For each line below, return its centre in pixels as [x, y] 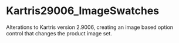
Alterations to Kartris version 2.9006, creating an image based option [90, 27]
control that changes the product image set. [59, 33]
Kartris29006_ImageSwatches [83, 11]
